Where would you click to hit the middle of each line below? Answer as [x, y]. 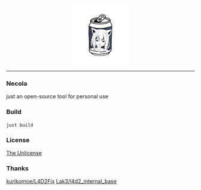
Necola [17, 83]
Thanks [17, 168]
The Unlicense [24, 152]
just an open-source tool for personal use [57, 96]
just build [20, 125]
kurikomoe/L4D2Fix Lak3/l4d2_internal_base [62, 181]
